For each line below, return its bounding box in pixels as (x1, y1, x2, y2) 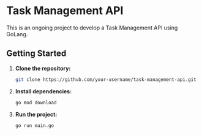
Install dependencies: (15, 87, 72, 95)
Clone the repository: (15, 64, 71, 72)
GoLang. (6, 30, 28, 37)
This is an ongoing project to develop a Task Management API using (6, 24, 178, 31)
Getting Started (6, 48, 67, 59)
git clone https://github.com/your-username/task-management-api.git (15, 76, 197, 83)
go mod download (15, 99, 57, 106)
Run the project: (15, 110, 58, 118)
